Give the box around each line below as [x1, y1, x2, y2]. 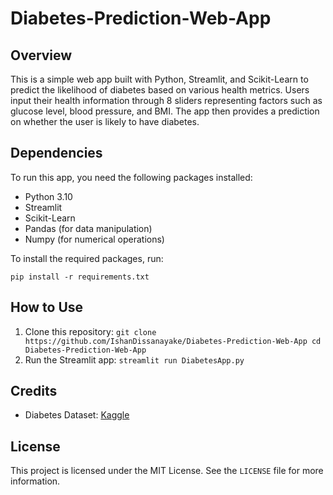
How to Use [10, 299, 84, 316]
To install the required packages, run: [10, 252, 164, 264]
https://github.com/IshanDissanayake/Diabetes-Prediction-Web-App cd [24, 336, 322, 346]
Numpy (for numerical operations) [24, 233, 165, 245]
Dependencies [10, 145, 103, 162]
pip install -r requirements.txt [10, 272, 150, 282]
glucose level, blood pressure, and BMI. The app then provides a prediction [10, 105, 320, 117]
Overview [10, 47, 73, 64]
